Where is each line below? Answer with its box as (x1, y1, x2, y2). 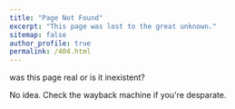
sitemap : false (9, 30, 67, 39)
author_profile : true (9, 38, 92, 48)
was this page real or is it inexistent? (9, 72, 145, 83)
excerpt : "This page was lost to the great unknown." (9, 22, 218, 31)
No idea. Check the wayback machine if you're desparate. (9, 90, 227, 101)
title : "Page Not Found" (9, 13, 103, 23)
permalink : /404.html (9, 47, 92, 56)
